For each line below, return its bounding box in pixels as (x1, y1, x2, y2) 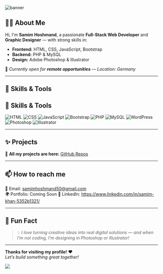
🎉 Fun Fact (5, 217, 37, 225)
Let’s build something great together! (5, 254, 79, 260)
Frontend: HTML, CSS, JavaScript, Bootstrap (12, 46, 103, 52)
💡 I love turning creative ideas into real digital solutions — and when (16, 230, 154, 236)
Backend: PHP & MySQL (12, 51, 62, 57)
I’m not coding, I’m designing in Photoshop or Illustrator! (16, 235, 130, 241)
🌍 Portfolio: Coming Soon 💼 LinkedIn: (5, 191, 81, 197)
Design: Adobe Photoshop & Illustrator (12, 56, 90, 62)
